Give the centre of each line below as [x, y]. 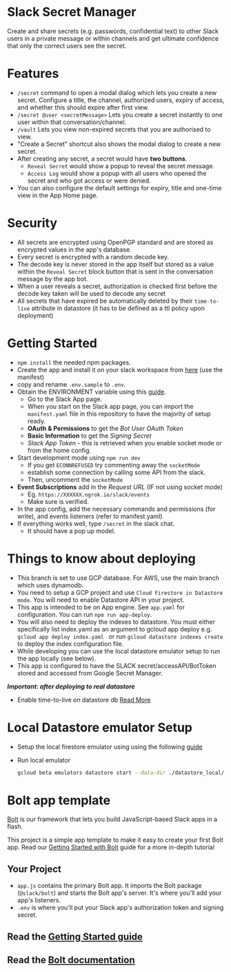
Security [32, 223]
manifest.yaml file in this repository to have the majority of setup [119, 414]
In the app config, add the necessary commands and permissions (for [116, 509]
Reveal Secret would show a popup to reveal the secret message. [121, 165]
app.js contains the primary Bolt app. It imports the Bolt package [109, 886]
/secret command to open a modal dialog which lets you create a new [117, 92]
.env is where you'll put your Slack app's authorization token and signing [120, 908]
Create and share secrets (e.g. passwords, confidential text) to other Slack [113, 31]
